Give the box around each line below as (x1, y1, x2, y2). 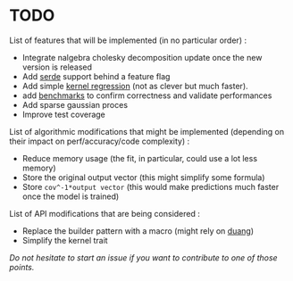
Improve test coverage (21, 109, 105, 120)
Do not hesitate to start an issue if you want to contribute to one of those (9, 252, 279, 263)
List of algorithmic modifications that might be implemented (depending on (9, 126, 285, 136)
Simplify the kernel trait (21, 235, 109, 245)
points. (9, 261, 35, 272)
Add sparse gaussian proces (21, 99, 128, 110)
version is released (21, 62, 92, 72)
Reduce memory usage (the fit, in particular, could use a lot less (21, 153, 257, 163)
